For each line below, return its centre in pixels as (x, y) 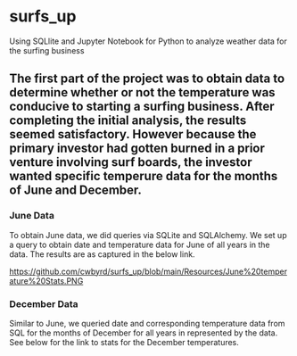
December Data (44, 303)
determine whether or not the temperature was (142, 92)
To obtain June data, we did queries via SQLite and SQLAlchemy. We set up (148, 235)
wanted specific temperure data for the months (144, 176)
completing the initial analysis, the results (128, 121)
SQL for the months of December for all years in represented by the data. (144, 333)
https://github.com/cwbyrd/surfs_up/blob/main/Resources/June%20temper (148, 271)
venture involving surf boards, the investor (131, 162)
